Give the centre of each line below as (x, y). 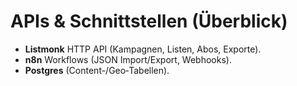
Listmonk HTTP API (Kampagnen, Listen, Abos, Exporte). (143, 49)
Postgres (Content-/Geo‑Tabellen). (97, 70)
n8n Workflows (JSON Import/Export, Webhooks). (128, 59)
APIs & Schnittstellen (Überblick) (149, 21)
